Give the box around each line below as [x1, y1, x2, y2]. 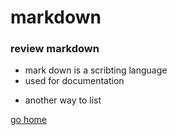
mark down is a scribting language [24, 64, 168, 76]
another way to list [24, 94, 102, 106]
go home [10, 114, 48, 126]
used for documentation [24, 75, 125, 87]
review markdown [10, 42, 100, 56]
